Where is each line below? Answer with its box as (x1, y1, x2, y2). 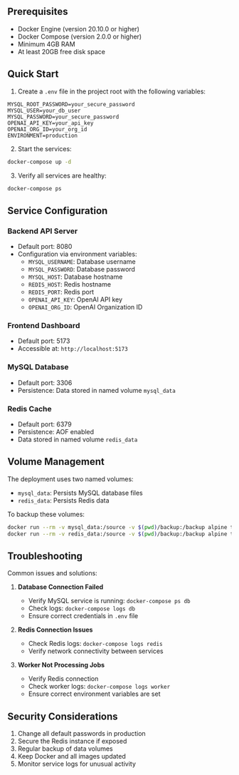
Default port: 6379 (17, 420, 73, 428)
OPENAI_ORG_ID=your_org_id (7, 125, 87, 133)
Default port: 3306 (17, 378, 73, 387)
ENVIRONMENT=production (7, 132, 78, 139)
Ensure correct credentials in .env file (28, 612, 139, 620)
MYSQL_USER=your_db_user (7, 107, 81, 114)
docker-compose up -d (7, 158, 72, 165)
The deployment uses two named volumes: (7, 474, 134, 483)
